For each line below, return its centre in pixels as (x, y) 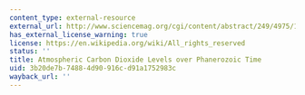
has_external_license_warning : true (79, 34)
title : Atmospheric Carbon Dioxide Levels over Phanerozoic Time (135, 60)
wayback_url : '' (40, 77)
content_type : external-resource (73, 18)
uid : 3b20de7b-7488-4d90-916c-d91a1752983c (93, 69)
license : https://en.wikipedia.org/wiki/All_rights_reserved (128, 43)
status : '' (30, 52)
